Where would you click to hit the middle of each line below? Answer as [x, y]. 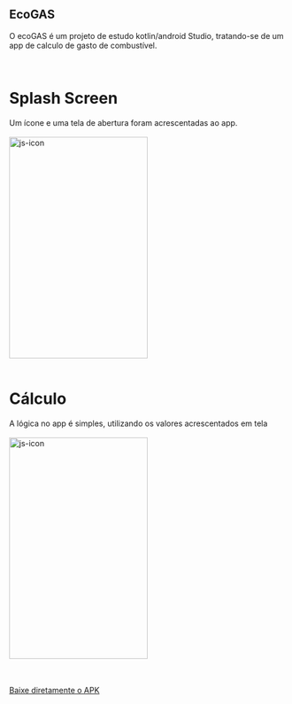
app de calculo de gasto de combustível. [83, 45]
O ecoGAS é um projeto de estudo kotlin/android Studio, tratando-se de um [147, 35]
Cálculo [38, 398]
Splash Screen [63, 98]
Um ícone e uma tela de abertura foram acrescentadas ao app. [123, 122]
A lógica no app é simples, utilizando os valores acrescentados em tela [138, 423]
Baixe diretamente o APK [54, 690]
